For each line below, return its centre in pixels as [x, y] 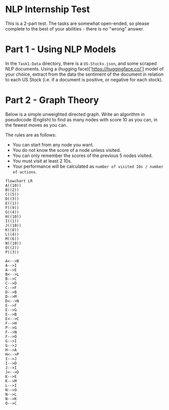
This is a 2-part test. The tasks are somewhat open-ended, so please [77, 23]
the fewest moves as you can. [36, 125]
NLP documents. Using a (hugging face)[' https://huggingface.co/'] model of [85, 69]
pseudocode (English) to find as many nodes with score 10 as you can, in [81, 119]
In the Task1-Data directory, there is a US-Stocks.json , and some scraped [81, 63]
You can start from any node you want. [53, 145]
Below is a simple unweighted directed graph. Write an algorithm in [75, 114]
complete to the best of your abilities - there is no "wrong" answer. [75, 28]
